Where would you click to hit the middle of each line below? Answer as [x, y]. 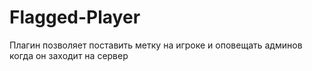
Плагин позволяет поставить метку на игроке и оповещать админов [156, 45]
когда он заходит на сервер [69, 55]
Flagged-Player [75, 17]
